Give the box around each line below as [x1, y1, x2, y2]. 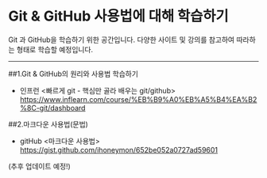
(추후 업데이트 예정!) [8, 161, 72, 171]
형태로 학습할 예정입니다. [16, 44, 94, 54]
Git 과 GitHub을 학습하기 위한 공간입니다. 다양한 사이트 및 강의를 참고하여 [8, 35, 235, 44]
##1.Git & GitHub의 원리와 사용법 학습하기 [8, 69, 139, 78]
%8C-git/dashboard [19, 103, 86, 112]
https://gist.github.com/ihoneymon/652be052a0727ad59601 [19, 145, 219, 154]
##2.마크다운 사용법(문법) [8, 119, 89, 129]
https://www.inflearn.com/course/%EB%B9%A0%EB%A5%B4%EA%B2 [19, 94, 257, 104]
